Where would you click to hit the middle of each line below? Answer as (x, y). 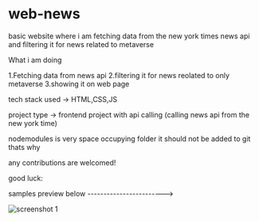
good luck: (26, 178)
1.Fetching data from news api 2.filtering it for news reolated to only (119, 75)
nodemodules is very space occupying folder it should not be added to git (129, 138)
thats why (24, 147)
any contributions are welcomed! (62, 162)
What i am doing (35, 60)
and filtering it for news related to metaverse (81, 44)
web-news (45, 14)
